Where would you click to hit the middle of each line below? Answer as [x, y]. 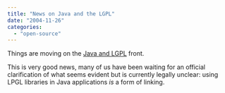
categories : [25, 27]
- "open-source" [37, 33]
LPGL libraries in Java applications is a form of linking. [86, 82]
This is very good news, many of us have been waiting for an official [107, 67]
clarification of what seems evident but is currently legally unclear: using [113, 75]
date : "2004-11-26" [36, 20]
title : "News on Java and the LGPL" [61, 14]
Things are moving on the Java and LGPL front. [76, 54]
